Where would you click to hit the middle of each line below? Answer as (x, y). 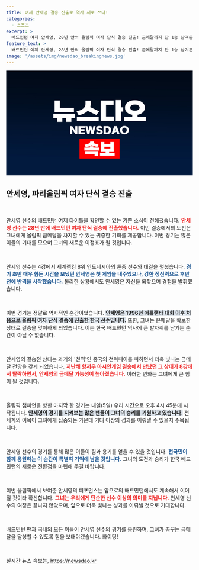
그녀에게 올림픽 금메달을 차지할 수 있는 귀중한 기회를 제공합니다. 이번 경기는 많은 (99, 235)
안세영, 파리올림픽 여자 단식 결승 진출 (69, 193)
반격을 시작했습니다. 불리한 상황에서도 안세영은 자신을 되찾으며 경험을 (97, 282)
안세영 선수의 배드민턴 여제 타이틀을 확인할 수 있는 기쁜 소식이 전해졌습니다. (93, 220)
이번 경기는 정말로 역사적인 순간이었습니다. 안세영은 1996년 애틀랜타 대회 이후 (96, 313)
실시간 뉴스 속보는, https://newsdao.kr (51, 561)
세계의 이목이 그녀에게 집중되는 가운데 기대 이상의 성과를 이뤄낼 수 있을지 (90, 420)
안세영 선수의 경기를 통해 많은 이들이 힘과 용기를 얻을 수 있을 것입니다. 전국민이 (97, 452)
